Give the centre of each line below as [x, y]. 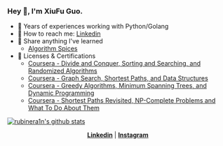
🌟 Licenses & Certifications [56, 56]
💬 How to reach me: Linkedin [59, 34]
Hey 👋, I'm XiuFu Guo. [45, 11]
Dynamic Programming [61, 93]
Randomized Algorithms [62, 71]
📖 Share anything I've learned [60, 41]
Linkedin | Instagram [118, 135]
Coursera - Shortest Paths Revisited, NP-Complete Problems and [122, 101]
